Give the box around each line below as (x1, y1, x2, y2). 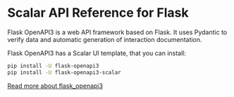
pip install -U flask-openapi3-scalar (7, 68, 121, 76)
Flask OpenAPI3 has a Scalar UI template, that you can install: (7, 49, 187, 57)
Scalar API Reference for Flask (7, 5, 189, 21)
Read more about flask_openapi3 (7, 82, 104, 90)
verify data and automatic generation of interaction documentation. (7, 35, 202, 43)
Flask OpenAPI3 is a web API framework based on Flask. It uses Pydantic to (7, 28, 228, 36)
